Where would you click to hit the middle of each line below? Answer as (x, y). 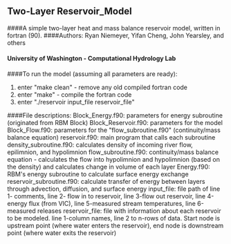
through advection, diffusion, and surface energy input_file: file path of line (114, 189)
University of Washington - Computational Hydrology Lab (92, 59)
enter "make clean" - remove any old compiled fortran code (102, 87)
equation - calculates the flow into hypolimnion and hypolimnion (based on (113, 160)
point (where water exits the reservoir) (62, 233)
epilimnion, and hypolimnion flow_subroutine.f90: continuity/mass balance (113, 152)
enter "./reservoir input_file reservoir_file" (76, 102)
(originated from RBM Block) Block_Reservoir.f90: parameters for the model (115, 123)
